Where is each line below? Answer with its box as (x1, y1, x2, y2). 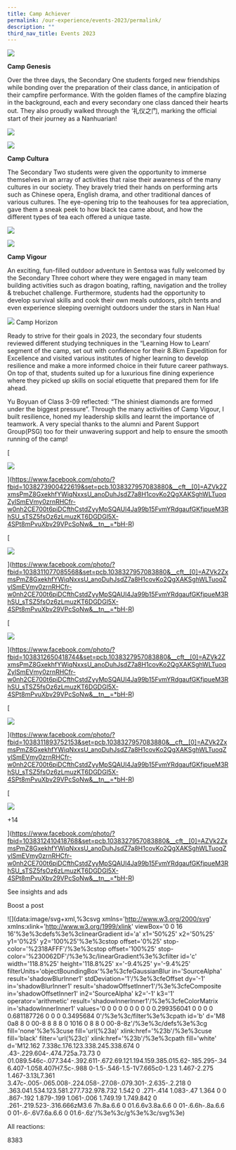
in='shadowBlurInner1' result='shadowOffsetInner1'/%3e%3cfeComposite (7, 982, 222, 991)
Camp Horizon (15, 318, 58, 326)
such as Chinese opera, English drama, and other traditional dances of (7, 190, 211, 199)
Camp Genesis (7, 62, 51, 71)
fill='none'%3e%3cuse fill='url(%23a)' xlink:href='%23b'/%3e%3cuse (7, 1026, 212, 1036)
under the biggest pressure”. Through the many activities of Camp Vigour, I (7, 405, 225, 414)
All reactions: (7, 1123, 46, 1131)
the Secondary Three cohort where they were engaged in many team (7, 274, 207, 282)
